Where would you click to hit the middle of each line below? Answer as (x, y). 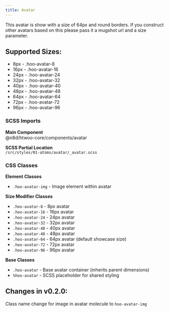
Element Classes (24, 177)
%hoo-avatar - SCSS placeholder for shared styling (66, 276)
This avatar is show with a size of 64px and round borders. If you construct (84, 25)
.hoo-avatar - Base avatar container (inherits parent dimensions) (81, 270)
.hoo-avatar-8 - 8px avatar (41, 206)
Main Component (24, 132)
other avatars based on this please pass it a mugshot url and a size (76, 30)
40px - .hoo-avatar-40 (37, 86)
